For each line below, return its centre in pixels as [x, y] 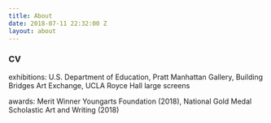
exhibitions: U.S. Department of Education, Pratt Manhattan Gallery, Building [135, 77]
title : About [31, 16]
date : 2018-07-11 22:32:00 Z [58, 23]
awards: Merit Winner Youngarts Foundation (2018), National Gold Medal [130, 101]
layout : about [33, 31]
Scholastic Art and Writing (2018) [64, 109]
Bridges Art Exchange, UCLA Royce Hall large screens [99, 85]
